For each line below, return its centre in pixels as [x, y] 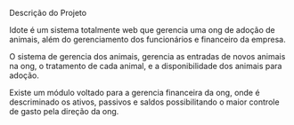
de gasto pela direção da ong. [64, 111]
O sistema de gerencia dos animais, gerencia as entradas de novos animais [147, 56]
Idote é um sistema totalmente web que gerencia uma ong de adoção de [142, 30]
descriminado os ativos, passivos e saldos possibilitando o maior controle [144, 102]
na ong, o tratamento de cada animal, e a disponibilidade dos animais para [146, 66]
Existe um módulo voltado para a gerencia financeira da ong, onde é [135, 93]
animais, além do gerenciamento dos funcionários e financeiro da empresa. [148, 39]
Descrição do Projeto [48, 13]
